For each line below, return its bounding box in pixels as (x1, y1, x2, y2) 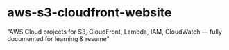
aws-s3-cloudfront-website (7, 5, 172, 21)
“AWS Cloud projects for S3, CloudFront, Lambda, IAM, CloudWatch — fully (7, 27, 222, 36)
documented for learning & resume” (7, 34, 110, 42)
